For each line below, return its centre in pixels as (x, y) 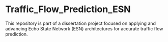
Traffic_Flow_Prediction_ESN (68, 9)
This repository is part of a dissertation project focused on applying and (81, 23)
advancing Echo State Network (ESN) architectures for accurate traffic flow (84, 28)
